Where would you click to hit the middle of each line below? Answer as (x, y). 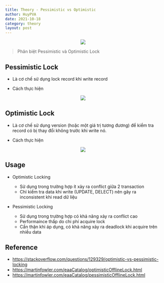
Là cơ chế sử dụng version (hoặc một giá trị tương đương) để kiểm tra (83, 125)
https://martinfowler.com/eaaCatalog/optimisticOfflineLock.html (77, 270)
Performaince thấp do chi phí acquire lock (62, 221)
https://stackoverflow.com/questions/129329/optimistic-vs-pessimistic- (85, 259)
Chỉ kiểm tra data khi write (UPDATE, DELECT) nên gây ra (78, 191)
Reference (21, 247)
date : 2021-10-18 (23, 19)
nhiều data (30, 232)
